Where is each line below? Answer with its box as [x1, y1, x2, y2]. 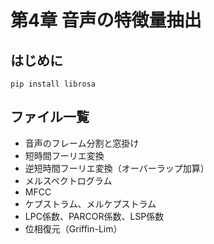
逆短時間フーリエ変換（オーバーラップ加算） [24, 162, 210, 174]
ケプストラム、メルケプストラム [24, 197, 157, 210]
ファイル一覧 [10, 109, 90, 126]
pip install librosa [10, 79, 97, 89]
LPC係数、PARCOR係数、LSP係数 [24, 210, 165, 222]
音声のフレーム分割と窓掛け [24, 137, 140, 149]
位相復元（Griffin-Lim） [24, 222, 123, 235]
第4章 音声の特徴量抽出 [10, 9, 202, 32]
